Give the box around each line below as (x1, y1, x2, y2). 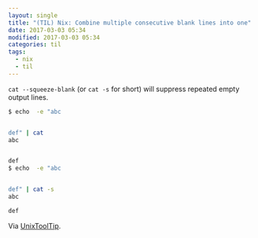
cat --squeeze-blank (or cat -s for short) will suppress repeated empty (8, 84, 240, 93)
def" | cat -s (8, 185, 55, 193)
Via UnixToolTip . (8, 221, 61, 230)
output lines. (8, 92, 49, 102)
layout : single (8, 11, 58, 20)
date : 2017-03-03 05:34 (8, 26, 87, 34)
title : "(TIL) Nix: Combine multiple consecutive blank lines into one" (8, 19, 252, 27)
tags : (8, 48, 26, 56)
